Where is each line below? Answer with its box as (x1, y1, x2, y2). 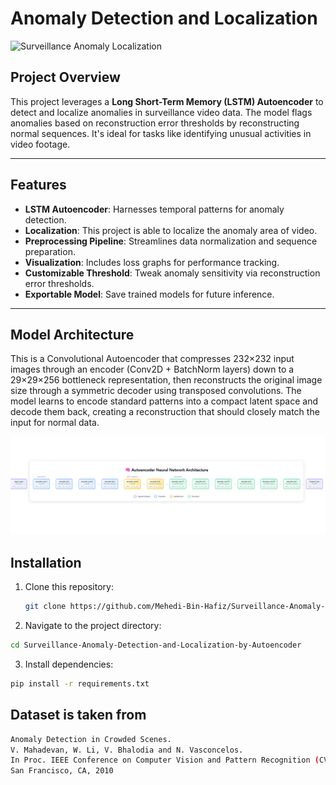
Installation (10, 554, 82, 571)
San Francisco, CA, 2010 (10, 766, 114, 776)
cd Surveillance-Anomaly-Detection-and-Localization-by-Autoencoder (10, 640, 302, 651)
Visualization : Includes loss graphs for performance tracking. (24, 256, 280, 268)
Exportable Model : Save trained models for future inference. (24, 288, 275, 300)
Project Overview (10, 69, 121, 86)
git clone (24, 602, 67, 612)
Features (10, 177, 67, 194)
